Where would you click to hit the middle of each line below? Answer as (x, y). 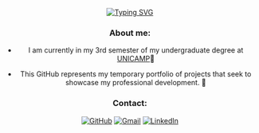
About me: (130, 33)
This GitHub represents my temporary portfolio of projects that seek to (136, 74)
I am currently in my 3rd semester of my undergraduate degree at (136, 50)
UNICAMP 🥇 (136, 59)
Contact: (130, 104)
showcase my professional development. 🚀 (136, 83)
